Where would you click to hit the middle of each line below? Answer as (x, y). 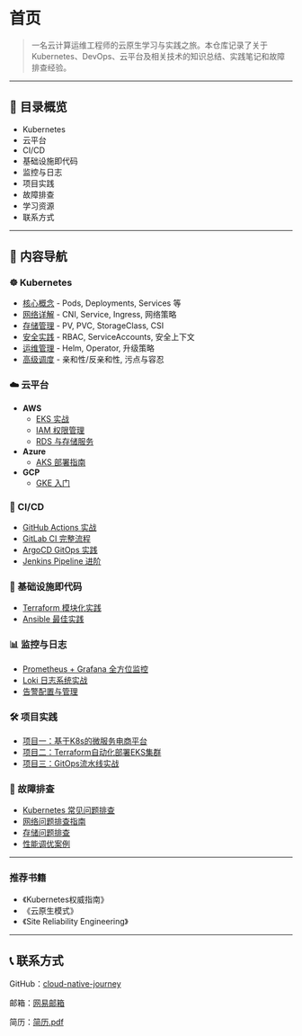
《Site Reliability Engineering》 (75, 921)
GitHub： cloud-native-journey (65, 984)
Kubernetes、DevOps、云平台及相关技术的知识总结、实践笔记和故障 (158, 56)
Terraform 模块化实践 (62, 608)
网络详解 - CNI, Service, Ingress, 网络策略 (99, 315)
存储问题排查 (46, 833)
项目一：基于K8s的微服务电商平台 (85, 741)
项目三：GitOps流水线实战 (71, 763)
